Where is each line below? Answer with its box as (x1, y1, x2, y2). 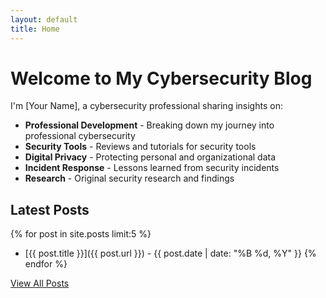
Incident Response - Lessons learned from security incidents (24, 162, 280, 174)
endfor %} (24, 258, 68, 270)
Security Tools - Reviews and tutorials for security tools (24, 141, 257, 153)
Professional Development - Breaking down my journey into (24, 119, 275, 131)
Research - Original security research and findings (24, 172, 235, 185)
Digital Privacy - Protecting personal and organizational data (24, 151, 277, 163)
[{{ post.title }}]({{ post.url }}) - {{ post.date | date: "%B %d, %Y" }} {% (24, 247, 317, 260)
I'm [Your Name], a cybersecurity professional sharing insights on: (10, 100, 283, 112)
